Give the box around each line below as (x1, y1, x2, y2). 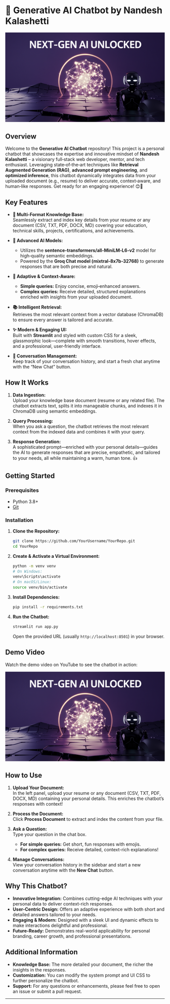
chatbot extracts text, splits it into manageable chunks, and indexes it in (12, 403, 162, 409)
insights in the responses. (12, 966, 67, 973)
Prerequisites (5, 487, 39, 494)
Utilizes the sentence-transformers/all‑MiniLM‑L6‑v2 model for (20, 247, 156, 253)
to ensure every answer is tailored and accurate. (12, 317, 114, 323)
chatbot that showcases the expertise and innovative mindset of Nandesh (5, 151, 159, 157)
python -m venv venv (12, 563, 56, 568)
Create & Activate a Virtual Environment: (12, 553, 100, 559)
